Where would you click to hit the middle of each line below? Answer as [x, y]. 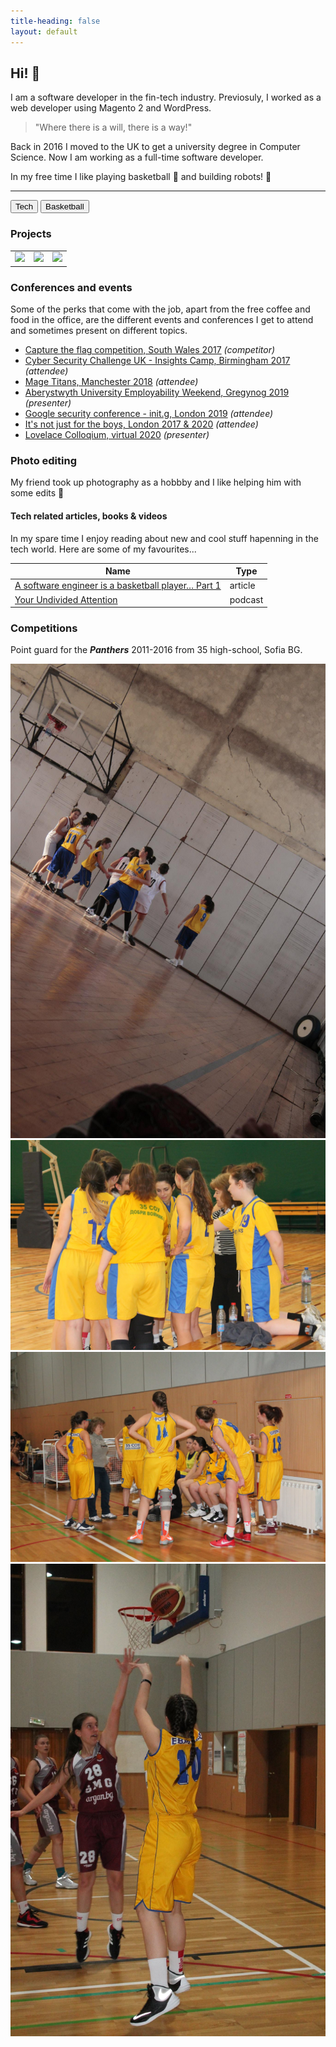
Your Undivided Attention [66, 599]
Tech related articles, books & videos [89, 516]
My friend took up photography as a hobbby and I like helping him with [156, 482]
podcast [246, 599]
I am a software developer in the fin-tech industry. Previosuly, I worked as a [166, 97]
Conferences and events [71, 287]
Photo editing [43, 461]
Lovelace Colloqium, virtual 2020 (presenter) [117, 435]
